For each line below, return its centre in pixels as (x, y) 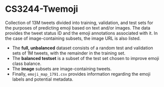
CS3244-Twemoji (42, 9)
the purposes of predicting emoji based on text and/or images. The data (78, 28)
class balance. (27, 63)
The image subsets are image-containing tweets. (62, 69)
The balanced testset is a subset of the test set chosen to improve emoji (85, 58)
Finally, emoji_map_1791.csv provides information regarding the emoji (81, 74)
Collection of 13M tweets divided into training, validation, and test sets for (79, 23)
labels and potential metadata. (43, 79)
